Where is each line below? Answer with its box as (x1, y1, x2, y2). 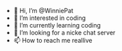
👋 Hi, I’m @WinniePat (13, 7, 74, 14)
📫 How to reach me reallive (13, 37, 93, 44)
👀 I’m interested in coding (13, 14, 86, 22)
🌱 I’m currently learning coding (13, 21, 101, 29)
